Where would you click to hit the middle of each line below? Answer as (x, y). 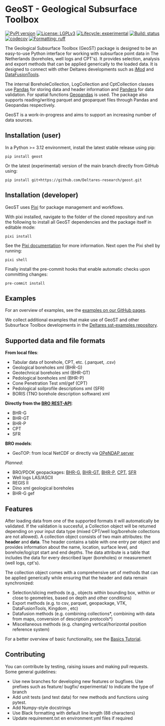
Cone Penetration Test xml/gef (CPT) (50, 383)
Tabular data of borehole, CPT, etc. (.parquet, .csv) (64, 362)
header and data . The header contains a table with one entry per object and (82, 542)
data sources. (19, 120)
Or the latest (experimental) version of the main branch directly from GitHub (82, 166)
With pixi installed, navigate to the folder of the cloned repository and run (79, 217)
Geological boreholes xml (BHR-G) (47, 368)
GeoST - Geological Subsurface (71, 9)
